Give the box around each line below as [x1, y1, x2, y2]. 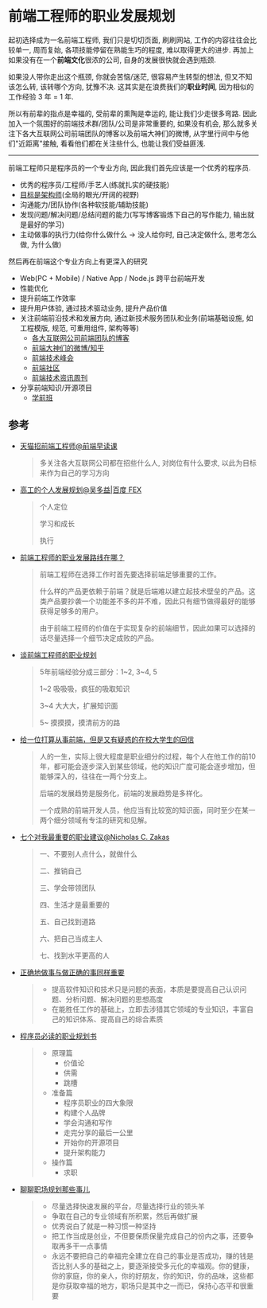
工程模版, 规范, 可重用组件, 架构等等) [19, 323, 139, 333]
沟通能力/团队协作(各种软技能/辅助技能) [19, 200, 149, 209]
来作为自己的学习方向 [39, 467, 110, 478]
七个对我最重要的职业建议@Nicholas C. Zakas [19, 832, 170, 841]
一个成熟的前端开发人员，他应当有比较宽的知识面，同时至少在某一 [39, 805, 256, 814]
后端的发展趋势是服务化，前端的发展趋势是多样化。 [39, 788, 207, 798]
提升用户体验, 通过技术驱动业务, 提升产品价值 [19, 303, 168, 313]
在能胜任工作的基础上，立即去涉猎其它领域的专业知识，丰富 [51, 1004, 247, 1013]
